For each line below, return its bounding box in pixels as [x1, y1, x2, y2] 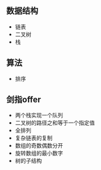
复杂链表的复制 [15, 134, 53, 141]
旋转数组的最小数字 [15, 149, 64, 157]
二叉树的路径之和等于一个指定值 [15, 119, 95, 126]
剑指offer [6, 95, 41, 105]
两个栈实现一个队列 [15, 112, 64, 119]
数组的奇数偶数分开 [15, 142, 64, 149]
